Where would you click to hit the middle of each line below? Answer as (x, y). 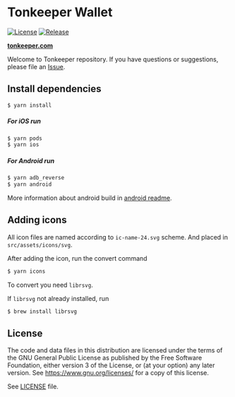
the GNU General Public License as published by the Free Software (105, 358)
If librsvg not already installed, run (58, 298)
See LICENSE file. (33, 386)
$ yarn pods (25, 138)
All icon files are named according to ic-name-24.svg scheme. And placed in (117, 237)
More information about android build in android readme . (90, 198)
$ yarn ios (23, 145)
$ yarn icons (26, 271)
